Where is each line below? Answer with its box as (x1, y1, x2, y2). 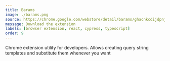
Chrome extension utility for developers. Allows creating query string (5, 45, 149, 50)
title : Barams (5, 7, 35, 13)
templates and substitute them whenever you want (5, 50, 111, 56)
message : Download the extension (5, 21, 76, 27)
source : (5, 17, 22, 22)
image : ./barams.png (5, 12, 49, 17)
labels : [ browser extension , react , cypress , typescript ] (5, 26, 130, 31)
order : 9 (5, 31, 24, 36)
